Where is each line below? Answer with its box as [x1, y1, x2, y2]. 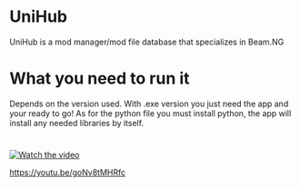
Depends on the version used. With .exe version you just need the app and [9, 98, 289, 109]
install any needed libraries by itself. [9, 117, 144, 128]
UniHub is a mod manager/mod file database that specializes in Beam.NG [9, 36, 285, 47]
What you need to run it [9, 68, 190, 89]
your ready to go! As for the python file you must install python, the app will [9, 107, 292, 119]
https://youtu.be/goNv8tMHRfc [9, 167, 125, 178]
